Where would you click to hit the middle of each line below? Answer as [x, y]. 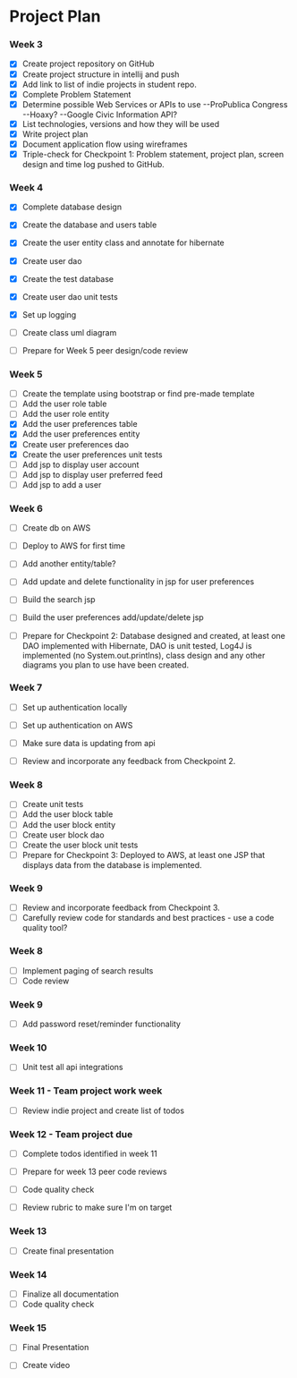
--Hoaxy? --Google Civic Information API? [99, 115]
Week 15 [28, 1328]
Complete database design [72, 207]
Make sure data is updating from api [89, 743]
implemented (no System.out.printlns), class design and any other [144, 655]
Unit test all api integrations [72, 1068]
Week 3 [26, 45]
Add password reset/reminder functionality [102, 1024]
